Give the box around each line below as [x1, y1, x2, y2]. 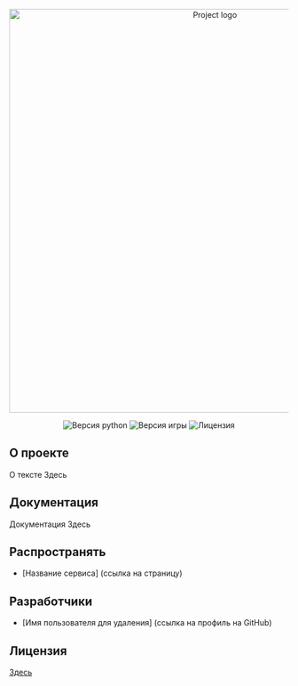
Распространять [9, 545, 106, 560]
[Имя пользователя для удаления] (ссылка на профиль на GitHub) [21, 617, 272, 628]
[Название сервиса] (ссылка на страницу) [21, 568, 184, 578]
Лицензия [9, 643, 67, 658]
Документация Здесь [9, 519, 91, 529]
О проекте [9, 446, 69, 461]
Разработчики [9, 593, 93, 609]
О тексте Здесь [9, 469, 67, 480]
